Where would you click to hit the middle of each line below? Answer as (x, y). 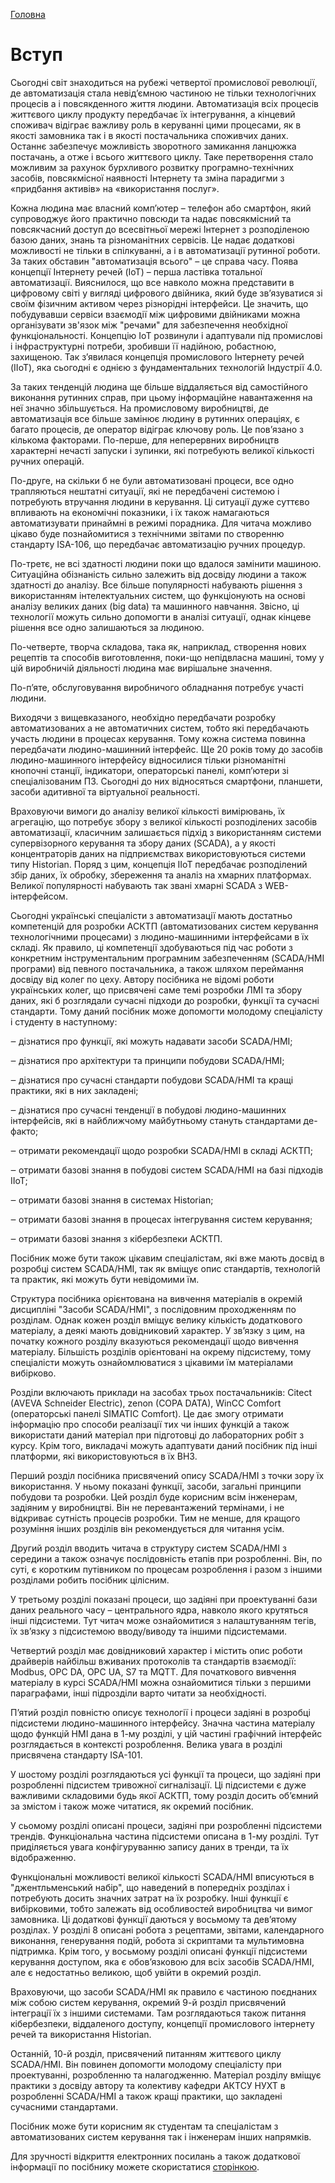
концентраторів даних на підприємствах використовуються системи (158, 853)
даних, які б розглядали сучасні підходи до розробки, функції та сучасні (165, 1000)
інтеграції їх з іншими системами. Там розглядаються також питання (158, 2013)
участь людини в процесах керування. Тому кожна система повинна (158, 738)
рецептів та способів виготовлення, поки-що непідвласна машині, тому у (167, 657)
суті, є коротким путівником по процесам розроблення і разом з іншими (166, 1569)
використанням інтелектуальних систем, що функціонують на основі (158, 595)
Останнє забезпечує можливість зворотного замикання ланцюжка (153, 146)
